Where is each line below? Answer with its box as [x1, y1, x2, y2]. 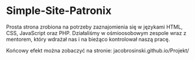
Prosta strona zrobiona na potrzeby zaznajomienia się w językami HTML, [6, 23, 183, 30]
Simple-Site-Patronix [6, 4, 112, 17]
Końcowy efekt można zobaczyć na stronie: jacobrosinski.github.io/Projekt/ [6, 47, 190, 54]
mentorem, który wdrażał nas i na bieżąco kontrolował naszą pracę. [6, 36, 170, 43]
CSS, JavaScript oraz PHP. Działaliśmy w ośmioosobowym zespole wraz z [6, 29, 187, 36]
